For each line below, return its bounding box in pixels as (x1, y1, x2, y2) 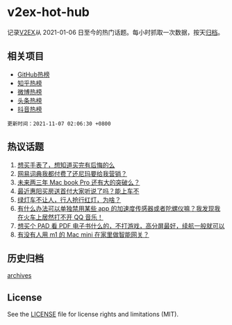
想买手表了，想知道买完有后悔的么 (17, 161, 115, 169)
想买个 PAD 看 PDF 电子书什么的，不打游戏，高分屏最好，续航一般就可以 (17, 221, 225, 230)
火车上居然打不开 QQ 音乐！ (23, 213, 104, 221)
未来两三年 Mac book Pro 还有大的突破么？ (17, 178, 140, 187)
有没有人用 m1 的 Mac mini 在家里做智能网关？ (17, 230, 149, 239)
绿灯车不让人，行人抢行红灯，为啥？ (17, 196, 122, 204)
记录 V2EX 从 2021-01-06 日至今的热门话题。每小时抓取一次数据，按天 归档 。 (7, 28, 224, 36)
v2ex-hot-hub (7, 4, 90, 20)
